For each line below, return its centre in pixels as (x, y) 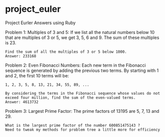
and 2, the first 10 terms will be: (37, 75)
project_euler (33, 9)
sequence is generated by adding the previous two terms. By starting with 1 (82, 70)
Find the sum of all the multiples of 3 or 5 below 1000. (66, 52)
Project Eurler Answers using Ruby (40, 23)
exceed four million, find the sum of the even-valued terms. (70, 98)
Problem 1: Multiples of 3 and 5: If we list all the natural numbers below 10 (80, 32)
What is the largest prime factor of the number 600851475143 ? (73, 125)
